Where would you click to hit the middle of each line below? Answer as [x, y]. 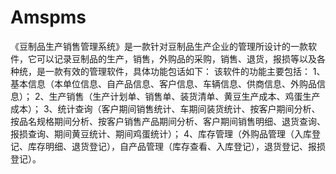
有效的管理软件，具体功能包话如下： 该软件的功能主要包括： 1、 [194, 71]
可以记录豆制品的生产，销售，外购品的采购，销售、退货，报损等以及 [176, 58]
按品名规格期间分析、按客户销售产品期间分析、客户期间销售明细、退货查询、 [168, 121]
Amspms [48, 17]
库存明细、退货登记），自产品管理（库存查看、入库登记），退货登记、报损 [176, 146]
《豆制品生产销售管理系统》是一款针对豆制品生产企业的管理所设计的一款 [159, 46]
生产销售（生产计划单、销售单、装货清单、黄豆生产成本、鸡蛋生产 [184, 96]
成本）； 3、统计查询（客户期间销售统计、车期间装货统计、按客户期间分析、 [165, 108]
